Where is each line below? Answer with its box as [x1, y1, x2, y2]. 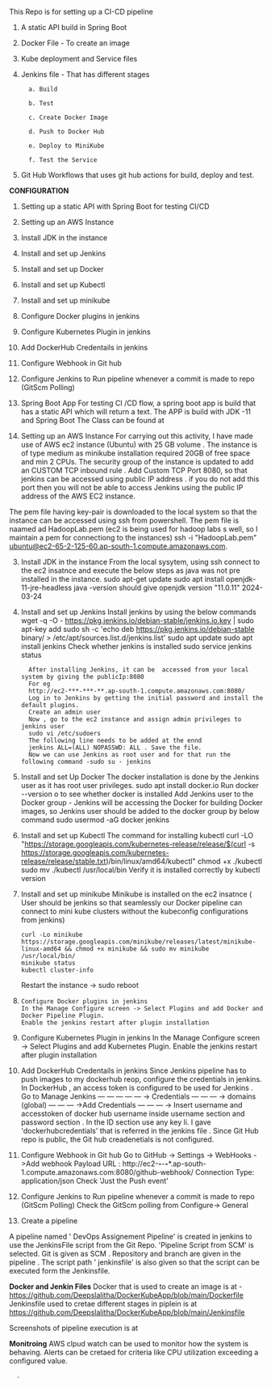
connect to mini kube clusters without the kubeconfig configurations [20, 906, 248, 916]
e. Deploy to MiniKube [28, 142, 105, 150]
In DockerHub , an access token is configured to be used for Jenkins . [20, 1083, 253, 1092]
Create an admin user [28, 708, 102, 716]
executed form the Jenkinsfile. [9, 1266, 110, 1275]
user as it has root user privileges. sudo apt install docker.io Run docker [20, 781, 259, 790]
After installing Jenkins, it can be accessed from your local [28, 666, 249, 674]
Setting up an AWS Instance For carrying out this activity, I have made [20, 431, 253, 440]
